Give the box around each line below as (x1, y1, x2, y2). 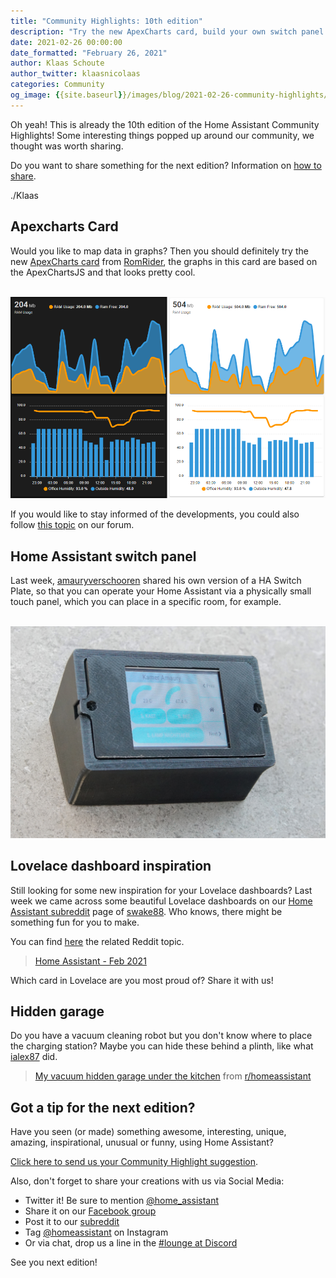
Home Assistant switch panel (10, 548, 197, 565)
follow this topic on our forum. (10, 519, 135, 531)
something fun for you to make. (10, 916, 140, 928)
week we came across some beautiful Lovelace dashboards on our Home (10, 895, 313, 907)
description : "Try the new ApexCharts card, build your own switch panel (10, 26, 325, 37)
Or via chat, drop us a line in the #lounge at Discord (24, 1237, 238, 1249)
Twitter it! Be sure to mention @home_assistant (24, 1195, 220, 1207)
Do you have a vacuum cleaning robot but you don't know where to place (10, 1030, 313, 1042)
